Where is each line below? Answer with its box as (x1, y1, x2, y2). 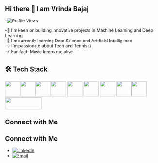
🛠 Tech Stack (5, 65, 48, 74)
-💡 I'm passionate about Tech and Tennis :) (5, 42, 91, 49)
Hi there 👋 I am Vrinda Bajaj (5, 5, 89, 13)
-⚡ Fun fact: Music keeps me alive (5, 48, 73, 54)
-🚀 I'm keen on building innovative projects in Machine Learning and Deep (5, 27, 154, 33)
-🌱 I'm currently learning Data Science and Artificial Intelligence (5, 38, 133, 43)
